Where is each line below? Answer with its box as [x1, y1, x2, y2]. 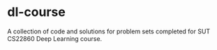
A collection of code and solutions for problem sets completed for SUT [7, 27, 211, 35]
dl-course [7, 4, 66, 20]
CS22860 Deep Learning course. [7, 34, 103, 42]
